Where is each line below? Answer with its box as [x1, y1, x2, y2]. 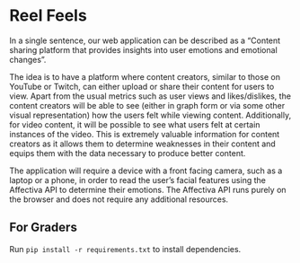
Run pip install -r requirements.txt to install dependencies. [9, 243, 242, 254]
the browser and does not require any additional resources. [9, 194, 229, 205]
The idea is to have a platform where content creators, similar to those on [9, 71, 281, 82]
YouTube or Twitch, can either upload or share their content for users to [9, 81, 275, 92]
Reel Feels [9, 5, 87, 26]
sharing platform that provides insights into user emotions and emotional [9, 44, 278, 55]
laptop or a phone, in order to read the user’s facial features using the [9, 174, 267, 185]
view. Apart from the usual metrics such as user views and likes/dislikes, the [9, 91, 292, 101]
